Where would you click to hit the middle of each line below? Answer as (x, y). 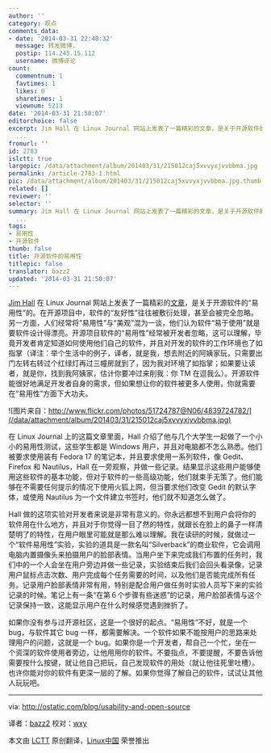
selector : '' (30, 204)
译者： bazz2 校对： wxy (48, 723)
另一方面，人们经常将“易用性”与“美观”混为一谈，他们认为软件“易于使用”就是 (134, 323)
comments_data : (34, 31)
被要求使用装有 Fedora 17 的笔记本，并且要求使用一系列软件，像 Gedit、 (128, 456)
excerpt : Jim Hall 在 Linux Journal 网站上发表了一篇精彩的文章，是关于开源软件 (134, 128)
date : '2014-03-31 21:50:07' (57, 114)
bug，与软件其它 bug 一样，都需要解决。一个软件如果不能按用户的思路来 (129, 633)
